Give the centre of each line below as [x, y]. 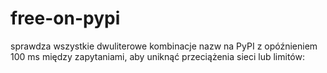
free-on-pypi [65, 18]
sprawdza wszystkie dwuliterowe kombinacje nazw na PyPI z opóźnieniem [164, 46]
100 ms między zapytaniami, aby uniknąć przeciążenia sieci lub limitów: [157, 56]
